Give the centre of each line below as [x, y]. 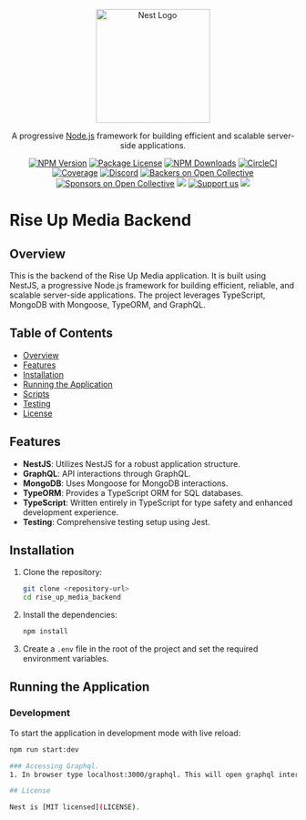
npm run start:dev [44, 749]
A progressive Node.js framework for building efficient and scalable [138, 136]
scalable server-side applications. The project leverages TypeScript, [138, 295]
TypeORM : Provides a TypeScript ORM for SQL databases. [133, 492]
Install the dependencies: [70, 615]
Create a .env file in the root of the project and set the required [140, 649]
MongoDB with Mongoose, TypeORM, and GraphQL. [108, 304]
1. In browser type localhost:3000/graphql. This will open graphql [142, 774]
